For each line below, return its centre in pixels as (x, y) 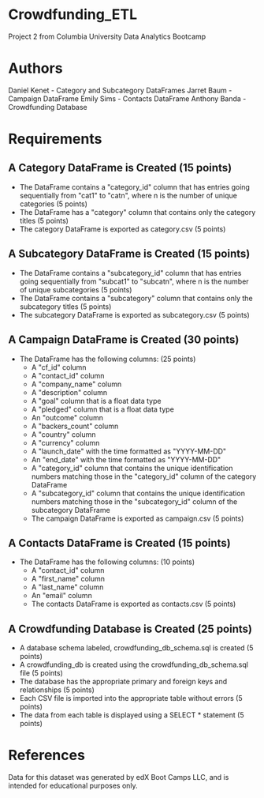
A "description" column (69, 392)
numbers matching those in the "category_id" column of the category (144, 476)
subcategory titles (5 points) (65, 307)
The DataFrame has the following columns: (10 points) (107, 562)
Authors (35, 68)
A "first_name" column (68, 579)
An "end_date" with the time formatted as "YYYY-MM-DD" (126, 459)
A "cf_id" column (59, 367)
